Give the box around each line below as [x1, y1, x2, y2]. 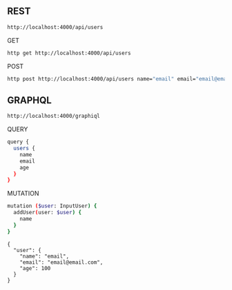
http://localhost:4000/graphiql [7, 113, 100, 120]
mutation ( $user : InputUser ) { [7, 203, 97, 209]
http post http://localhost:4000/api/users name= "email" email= [7, 75, 196, 82]
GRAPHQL [7, 94, 52, 106]
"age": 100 [19, 265, 51, 271]
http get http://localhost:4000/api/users [7, 50, 131, 56]
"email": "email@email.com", [19, 258, 104, 266]
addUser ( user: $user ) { [13, 209, 81, 216]
